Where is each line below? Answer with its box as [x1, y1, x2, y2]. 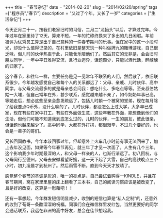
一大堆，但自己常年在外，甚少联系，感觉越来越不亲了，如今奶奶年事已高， [9, 92, 158, 97]
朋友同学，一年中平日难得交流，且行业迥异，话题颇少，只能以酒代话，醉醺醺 [5, 57, 158, 63]
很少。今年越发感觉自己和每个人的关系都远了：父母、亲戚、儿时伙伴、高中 [9, 80, 158, 85]
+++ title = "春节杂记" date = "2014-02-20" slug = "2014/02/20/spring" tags [5, 4, 158, 10]
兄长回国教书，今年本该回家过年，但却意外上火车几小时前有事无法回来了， [5, 138, 154, 144]
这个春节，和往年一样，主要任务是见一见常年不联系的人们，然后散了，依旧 [5, 73, 154, 79]
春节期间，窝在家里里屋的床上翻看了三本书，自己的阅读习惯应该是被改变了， [5, 179, 158, 184]
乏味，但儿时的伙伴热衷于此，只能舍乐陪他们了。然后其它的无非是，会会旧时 [5, 51, 158, 57]
